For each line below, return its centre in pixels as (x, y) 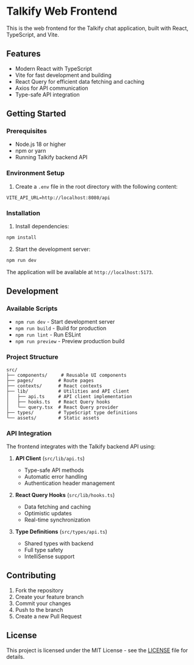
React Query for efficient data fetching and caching (80, 81)
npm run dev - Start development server (65, 322)
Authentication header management (70, 483)
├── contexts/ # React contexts (54, 386)
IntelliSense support (49, 556)
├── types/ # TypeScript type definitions (72, 412)
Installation (23, 213)
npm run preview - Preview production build (70, 341)
